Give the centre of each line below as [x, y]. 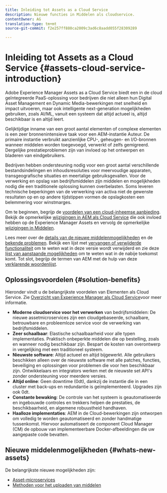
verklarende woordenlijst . [31, 264]
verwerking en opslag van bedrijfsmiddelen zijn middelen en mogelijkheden [83, 181]
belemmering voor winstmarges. [38, 202]
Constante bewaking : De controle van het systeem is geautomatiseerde [86, 397]
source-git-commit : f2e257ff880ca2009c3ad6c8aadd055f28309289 [71, 28]
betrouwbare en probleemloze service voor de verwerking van [77, 322]
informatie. [16, 302]
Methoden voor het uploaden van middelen [57, 485]
